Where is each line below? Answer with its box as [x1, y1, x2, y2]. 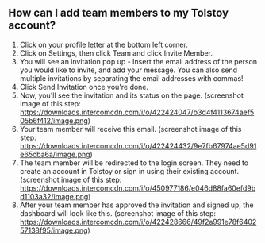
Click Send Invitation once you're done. [19, 82, 149, 91]
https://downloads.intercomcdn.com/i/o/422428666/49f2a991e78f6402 [19, 217, 257, 226]
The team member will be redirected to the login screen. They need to [19, 158, 249, 168]
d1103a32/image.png [19, 191, 89, 201]
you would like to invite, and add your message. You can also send [19, 65, 238, 75]
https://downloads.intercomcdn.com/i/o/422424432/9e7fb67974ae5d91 [19, 141, 257, 150]
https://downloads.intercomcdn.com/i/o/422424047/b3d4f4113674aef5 [19, 107, 255, 117]
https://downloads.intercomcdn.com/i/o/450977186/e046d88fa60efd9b [19, 183, 256, 193]
